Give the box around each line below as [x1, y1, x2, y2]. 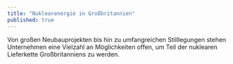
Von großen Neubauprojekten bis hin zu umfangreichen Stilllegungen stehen [7, 35, 227, 43]
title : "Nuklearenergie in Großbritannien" [7, 10, 136, 17]
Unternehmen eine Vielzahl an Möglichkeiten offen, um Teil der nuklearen [7, 43, 218, 51]
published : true [7, 17, 54, 23]
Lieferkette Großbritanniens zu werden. [7, 50, 120, 58]
